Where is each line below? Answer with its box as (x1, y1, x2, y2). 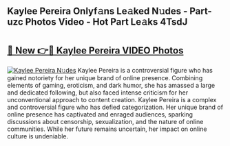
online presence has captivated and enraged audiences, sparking (7, 110, 194, 119)
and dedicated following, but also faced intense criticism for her (7, 88, 188, 97)
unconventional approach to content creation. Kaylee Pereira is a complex (7, 96, 217, 104)
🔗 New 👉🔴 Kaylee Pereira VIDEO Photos (7, 45, 184, 56)
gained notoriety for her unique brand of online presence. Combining (7, 74, 203, 82)
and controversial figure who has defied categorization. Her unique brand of (7, 103, 224, 111)
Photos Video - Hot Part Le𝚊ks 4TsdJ (25, 16, 188, 28)
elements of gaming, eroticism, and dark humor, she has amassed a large (7, 82, 216, 89)
